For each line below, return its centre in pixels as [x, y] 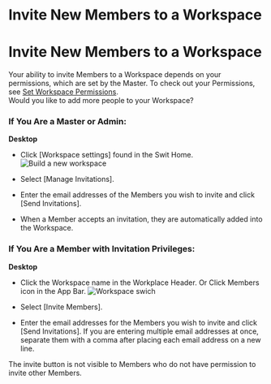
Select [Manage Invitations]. [67, 179]
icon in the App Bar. [53, 291]
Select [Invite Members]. [61, 307]
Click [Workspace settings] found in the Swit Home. [107, 155]
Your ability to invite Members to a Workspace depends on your [115, 75]
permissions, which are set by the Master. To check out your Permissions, [132, 84]
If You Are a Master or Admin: [68, 122]
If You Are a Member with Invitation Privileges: [102, 249]
